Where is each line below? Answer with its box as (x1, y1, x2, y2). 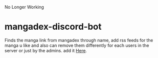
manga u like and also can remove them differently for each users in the (4, 42, 150, 48)
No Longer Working (4, 4, 45, 10)
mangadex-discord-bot (4, 21, 102, 32)
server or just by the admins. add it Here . (4, 47, 87, 53)
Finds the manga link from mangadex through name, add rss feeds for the (4, 37, 154, 43)
